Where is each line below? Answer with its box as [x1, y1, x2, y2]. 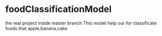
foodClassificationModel [5, 3, 112, 15]
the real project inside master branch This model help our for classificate [5, 20, 157, 26]
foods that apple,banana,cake [5, 25, 67, 31]
